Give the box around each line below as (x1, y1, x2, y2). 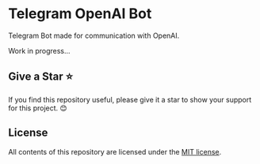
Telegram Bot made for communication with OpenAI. (8, 31, 180, 40)
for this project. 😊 (8, 103, 67, 113)
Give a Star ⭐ (8, 70, 74, 84)
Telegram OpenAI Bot (8, 5, 152, 23)
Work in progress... (8, 46, 71, 55)
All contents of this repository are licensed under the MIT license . (8, 147, 222, 156)
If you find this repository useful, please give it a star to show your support (8, 95, 252, 104)
